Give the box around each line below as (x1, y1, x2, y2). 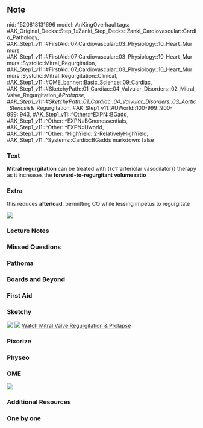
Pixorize (7, 337, 32, 346)
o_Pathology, (7, 33, 39, 41)
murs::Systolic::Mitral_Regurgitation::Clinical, (7, 72, 118, 79)
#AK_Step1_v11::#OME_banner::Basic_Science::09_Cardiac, (7, 78, 152, 86)
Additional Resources (7, 398, 71, 406)
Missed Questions (7, 243, 61, 251)
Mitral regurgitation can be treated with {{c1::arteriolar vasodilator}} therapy (7, 165, 196, 173)
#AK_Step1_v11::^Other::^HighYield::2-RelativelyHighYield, (7, 130, 149, 137)
